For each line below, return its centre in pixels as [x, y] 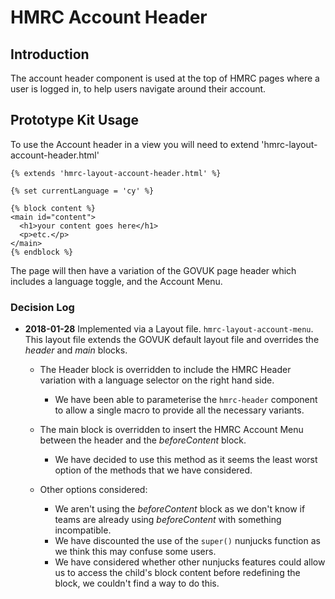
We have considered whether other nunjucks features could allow [190, 562]
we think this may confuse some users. [135, 552]
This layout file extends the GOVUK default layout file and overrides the [172, 340]
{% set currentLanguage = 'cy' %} [82, 191]
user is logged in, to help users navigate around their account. [138, 89]
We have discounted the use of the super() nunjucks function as [187, 541]
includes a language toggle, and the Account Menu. [116, 281]
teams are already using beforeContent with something [168, 520]
